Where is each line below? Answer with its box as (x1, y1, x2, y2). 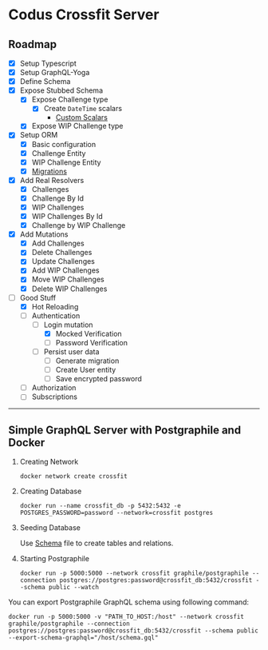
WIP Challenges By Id (31, 212, 103, 221)
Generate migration (55, 356, 120, 365)
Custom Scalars (55, 113, 108, 122)
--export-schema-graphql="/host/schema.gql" (8, 634, 159, 642)
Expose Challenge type (31, 94, 108, 105)
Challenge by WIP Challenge (31, 221, 126, 230)
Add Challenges (31, 238, 85, 249)
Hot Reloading (31, 301, 79, 311)
